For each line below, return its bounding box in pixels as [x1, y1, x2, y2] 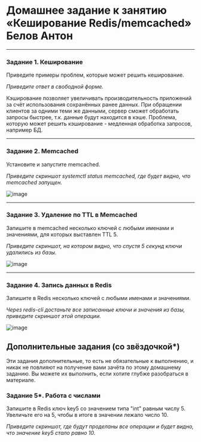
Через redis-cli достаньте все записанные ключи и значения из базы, [6, 306, 185, 313]
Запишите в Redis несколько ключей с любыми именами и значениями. [6, 295, 191, 302]
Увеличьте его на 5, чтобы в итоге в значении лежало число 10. [6, 411, 169, 419]
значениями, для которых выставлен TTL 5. [6, 231, 118, 238]
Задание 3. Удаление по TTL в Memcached [6, 211, 138, 219]
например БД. [6, 126, 43, 134]
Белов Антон [6, 29, 74, 43]
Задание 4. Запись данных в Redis [6, 281, 112, 289]
